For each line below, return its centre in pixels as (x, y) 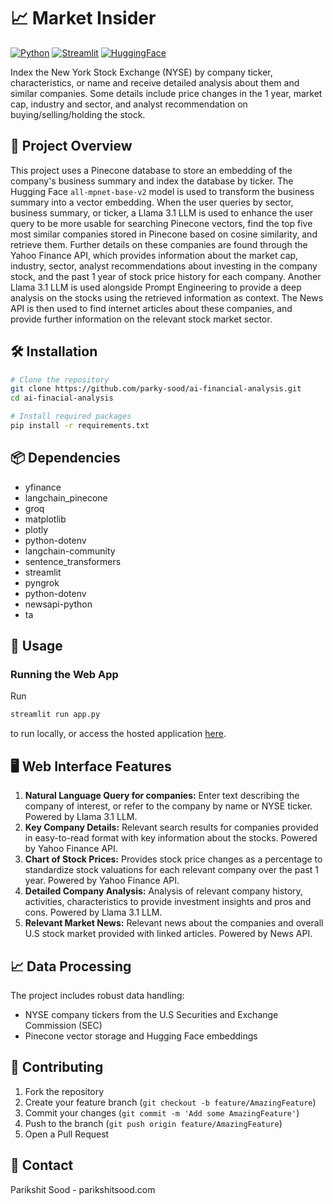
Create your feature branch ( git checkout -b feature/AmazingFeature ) (170, 1102)
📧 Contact (42, 1165)
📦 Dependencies (65, 458)
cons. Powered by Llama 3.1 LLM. (93, 912)
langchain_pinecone (66, 497)
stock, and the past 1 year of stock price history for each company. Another (166, 276)
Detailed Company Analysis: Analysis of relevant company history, (163, 891)
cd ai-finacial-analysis (62, 398)
